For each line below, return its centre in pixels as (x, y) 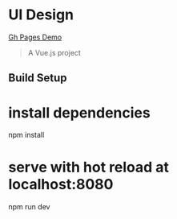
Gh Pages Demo (35, 37)
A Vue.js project (54, 52)
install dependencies (79, 112)
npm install (26, 135)
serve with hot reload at (89, 167)
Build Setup (38, 78)
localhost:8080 (61, 185)
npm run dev (29, 207)
